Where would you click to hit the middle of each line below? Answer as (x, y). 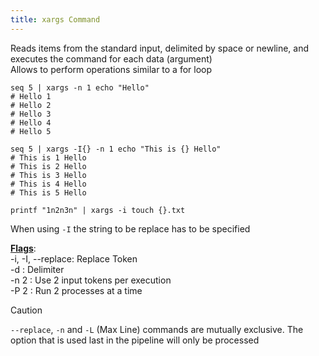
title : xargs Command (55, 19)
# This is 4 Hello (48, 184)
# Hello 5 (31, 131)
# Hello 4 (31, 122)
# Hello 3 (31, 114)
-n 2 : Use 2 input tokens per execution (91, 280)
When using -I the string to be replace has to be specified (130, 228)
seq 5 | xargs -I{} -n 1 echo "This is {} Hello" (116, 149)
